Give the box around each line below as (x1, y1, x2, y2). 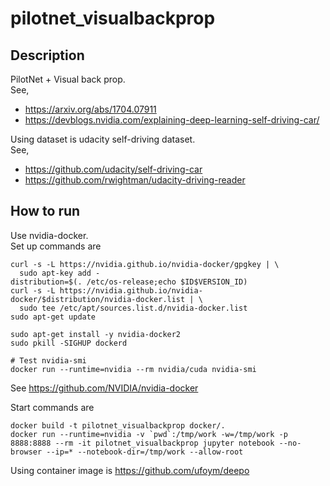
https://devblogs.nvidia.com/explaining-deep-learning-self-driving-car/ (24, 114, 320, 126)
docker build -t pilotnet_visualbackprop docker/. (10, 420, 226, 431)
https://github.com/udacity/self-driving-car (24, 163, 203, 175)
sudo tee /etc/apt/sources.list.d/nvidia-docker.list (19, 303, 248, 313)
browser (10, 447, 43, 457)
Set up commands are (10, 240, 102, 252)
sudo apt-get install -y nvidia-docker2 (10, 329, 182, 339)
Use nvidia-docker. (10, 229, 89, 241)
